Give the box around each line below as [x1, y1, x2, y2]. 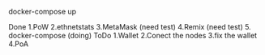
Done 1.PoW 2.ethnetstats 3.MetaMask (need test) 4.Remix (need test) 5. [8, 22, 251, 31]
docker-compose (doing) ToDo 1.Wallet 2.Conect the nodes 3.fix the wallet [8, 31, 258, 40]
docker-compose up [8, 7, 77, 16]
